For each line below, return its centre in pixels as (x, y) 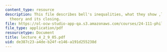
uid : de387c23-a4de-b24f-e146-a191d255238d (51, 42)
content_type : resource (30, 10)
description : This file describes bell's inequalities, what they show (81, 14)
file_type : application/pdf (34, 28)
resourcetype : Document (30, 33)
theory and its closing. (35, 19)
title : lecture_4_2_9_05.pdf (35, 38)
